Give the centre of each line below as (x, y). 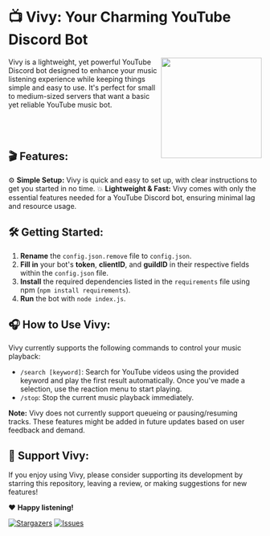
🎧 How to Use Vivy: (59, 324)
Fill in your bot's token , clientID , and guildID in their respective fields (135, 264)
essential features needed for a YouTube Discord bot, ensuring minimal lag (132, 197)
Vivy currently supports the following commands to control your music (125, 348)
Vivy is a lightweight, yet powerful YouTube (80, 62)
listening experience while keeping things (77, 79)
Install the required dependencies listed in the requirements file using (135, 281)
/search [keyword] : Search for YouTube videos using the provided (129, 372)
